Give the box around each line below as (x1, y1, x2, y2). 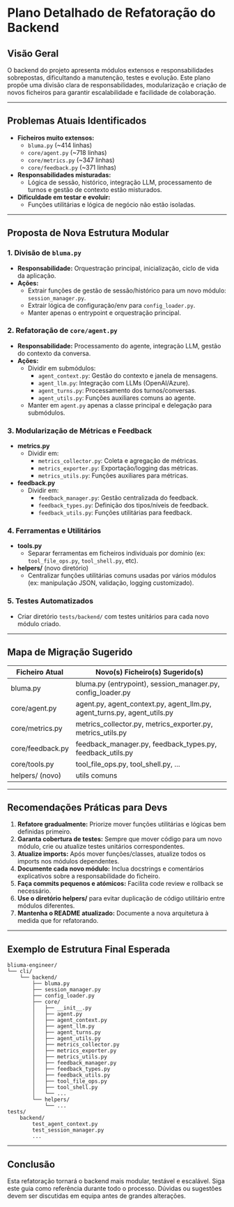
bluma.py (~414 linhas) (27, 141, 93, 149)
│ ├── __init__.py (32, 1005, 92, 1012)
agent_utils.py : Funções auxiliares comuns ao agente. (38, 393, 196, 402)
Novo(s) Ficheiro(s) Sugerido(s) (95, 667, 204, 676)
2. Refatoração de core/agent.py (7, 326, 118, 336)
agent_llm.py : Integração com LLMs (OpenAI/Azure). (38, 378, 190, 387)
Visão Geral (7, 47, 59, 59)
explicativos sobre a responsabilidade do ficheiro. (17, 872, 160, 880)
